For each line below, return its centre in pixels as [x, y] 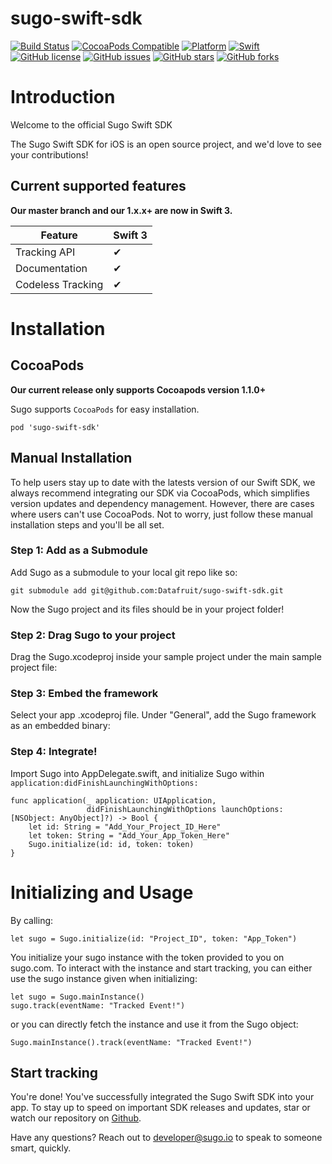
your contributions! [49, 154]
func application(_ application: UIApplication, [113, 800]
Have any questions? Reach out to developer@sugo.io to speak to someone [166, 1138]
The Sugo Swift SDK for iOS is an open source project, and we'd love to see [166, 144]
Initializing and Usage [102, 892]
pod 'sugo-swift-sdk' [55, 427]
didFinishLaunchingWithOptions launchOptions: [185, 809]
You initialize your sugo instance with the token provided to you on [147, 957]
